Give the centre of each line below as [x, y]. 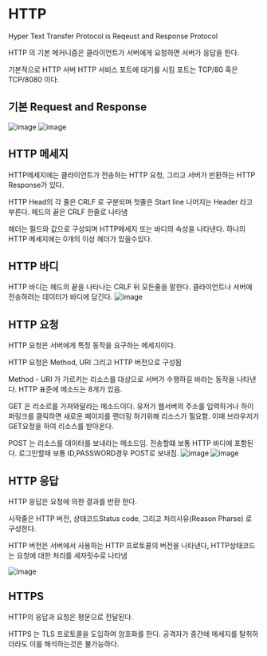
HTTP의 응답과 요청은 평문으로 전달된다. [71, 617]
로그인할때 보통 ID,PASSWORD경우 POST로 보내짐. [99, 453]
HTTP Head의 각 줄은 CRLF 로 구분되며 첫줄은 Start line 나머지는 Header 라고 [131, 201]
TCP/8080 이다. [34, 79]
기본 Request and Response [78, 107]
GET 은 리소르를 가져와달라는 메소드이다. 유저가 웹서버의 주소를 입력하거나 [124, 406]
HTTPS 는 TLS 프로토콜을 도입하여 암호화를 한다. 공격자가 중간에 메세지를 [123, 634]
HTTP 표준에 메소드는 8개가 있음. [71, 389]
